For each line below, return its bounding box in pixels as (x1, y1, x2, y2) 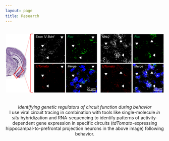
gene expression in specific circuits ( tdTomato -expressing (36, 120, 157, 126)
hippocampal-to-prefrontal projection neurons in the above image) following (6, 125, 164, 131)
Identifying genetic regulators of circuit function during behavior (18, 104, 152, 110)
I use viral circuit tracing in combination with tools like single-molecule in (9, 109, 160, 116)
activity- (140, 115, 158, 121)
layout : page (5, 8, 33, 13)
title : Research (5, 13, 39, 19)
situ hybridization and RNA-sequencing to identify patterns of (12, 115, 140, 121)
